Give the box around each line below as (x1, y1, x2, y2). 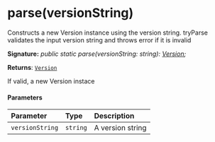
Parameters (7, 93, 43, 102)
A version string (94, 123, 147, 133)
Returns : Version (7, 63, 57, 71)
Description (94, 111, 135, 121)
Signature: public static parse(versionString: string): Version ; (7, 49, 187, 58)
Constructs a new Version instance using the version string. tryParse (7, 28, 208, 37)
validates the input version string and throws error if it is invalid (7, 35, 192, 44)
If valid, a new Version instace (7, 76, 95, 85)
